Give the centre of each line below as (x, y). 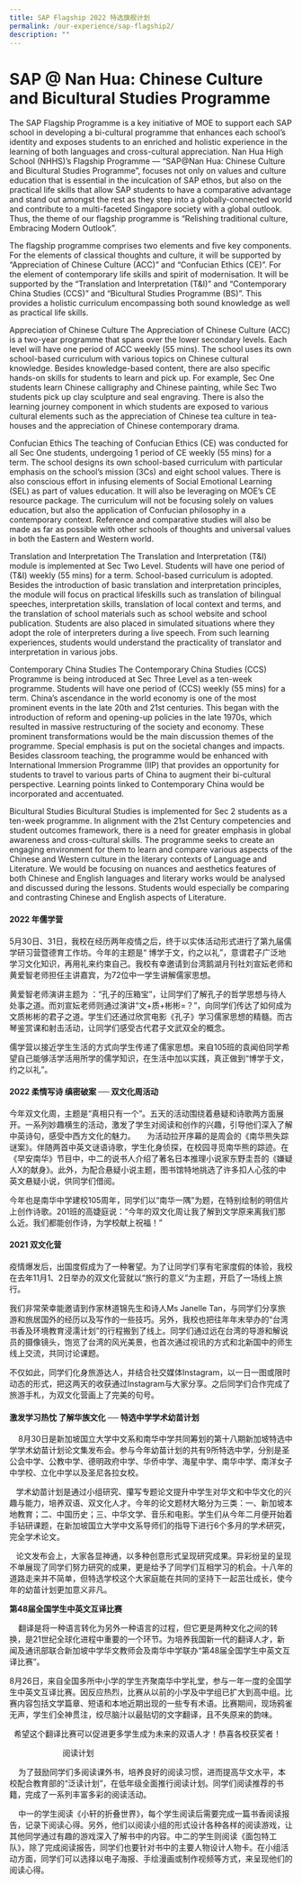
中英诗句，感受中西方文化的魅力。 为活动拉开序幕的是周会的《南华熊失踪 (149, 1136)
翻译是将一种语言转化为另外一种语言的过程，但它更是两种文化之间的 (144, 1628)
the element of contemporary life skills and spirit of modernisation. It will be (149, 275)
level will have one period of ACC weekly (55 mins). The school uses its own (151, 349)
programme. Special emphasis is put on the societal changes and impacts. (147, 746)
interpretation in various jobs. (64, 652)
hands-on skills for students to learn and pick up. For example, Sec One (142, 378)
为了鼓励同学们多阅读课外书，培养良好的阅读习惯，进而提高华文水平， (148, 1772)
